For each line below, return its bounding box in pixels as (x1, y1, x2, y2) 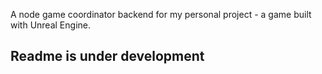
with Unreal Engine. (10, 19, 91, 31)
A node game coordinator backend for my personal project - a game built (10, 9, 312, 20)
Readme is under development (10, 48, 205, 65)
